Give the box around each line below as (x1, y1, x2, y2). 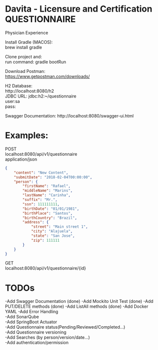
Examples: (5, 130, 49, 141)
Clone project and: (5, 53, 42, 59)
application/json (5, 156, 37, 162)
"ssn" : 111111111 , (22, 201, 60, 207)
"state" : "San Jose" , (31, 233, 75, 238)
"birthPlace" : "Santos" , (22, 211, 73, 216)
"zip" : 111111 (31, 238, 60, 243)
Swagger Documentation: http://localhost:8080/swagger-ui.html (5, 113, 134, 118)
